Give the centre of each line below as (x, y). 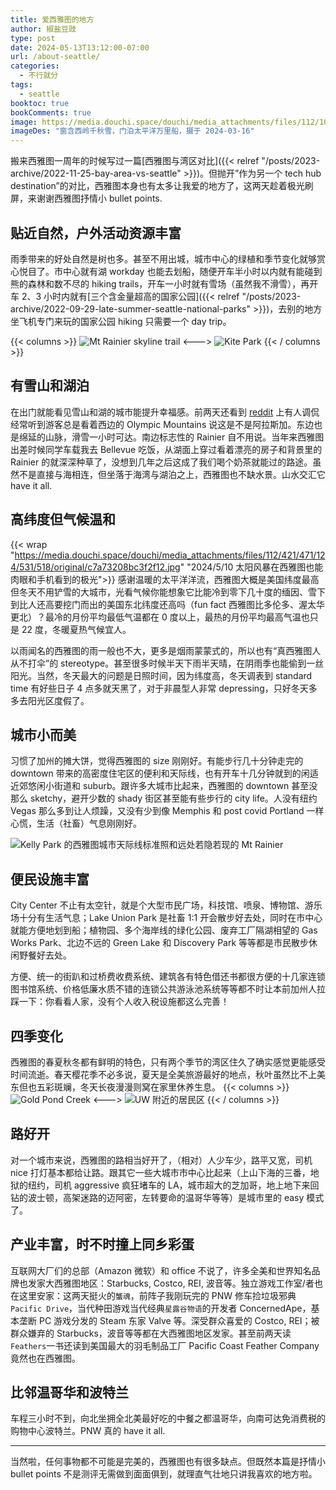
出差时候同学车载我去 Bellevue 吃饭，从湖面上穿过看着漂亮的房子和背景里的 (166, 449)
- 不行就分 (39, 76)
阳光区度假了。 (58, 700)
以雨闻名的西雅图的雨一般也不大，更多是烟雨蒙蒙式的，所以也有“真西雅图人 (166, 650)
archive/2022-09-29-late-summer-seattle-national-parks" (131, 308)
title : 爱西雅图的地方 (52, 19)
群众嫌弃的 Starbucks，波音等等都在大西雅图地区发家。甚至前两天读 (151, 1333)
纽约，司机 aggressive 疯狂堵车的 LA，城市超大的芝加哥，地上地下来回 (173, 1185)
